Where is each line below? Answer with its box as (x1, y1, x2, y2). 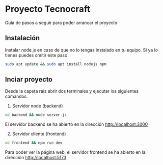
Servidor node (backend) (12, 103, 63, 109)
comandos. (5, 93, 28, 99)
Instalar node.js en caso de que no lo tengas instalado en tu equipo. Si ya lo (5, 47, 158, 53)
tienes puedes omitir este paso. (5, 52, 69, 58)
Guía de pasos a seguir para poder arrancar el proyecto (5, 20, 118, 26)
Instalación (5, 34, 40, 42)
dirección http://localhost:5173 (5, 155, 67, 161)
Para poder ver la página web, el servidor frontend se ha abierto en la (5, 149, 146, 155)
